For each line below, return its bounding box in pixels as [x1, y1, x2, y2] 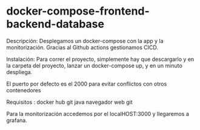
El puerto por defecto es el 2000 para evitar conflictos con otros [6, 80, 167, 87]
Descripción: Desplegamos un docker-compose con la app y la [6, 37, 164, 44]
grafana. [6, 117, 27, 124]
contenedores [6, 86, 41, 94]
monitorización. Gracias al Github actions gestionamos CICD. [6, 44, 159, 51]
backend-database [6, 17, 105, 31]
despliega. [6, 68, 33, 75]
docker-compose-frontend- [6, 4, 150, 18]
